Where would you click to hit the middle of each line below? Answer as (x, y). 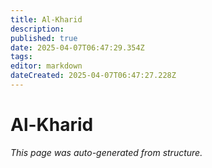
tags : (21, 57)
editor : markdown (46, 66)
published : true (44, 38)
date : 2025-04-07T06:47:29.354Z (77, 47)
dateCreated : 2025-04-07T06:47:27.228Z (93, 76)
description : (37, 29)
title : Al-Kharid (46, 19)
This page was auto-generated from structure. (106, 152)
